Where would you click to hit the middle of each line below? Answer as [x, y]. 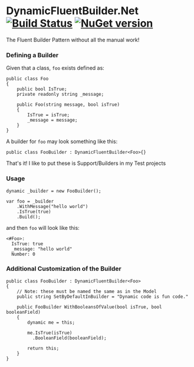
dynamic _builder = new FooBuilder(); [54, 191]
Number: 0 [23, 254]
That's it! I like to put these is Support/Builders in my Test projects [86, 163]
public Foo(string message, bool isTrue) [68, 105]
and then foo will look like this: [43, 228]
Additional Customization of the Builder [64, 269]
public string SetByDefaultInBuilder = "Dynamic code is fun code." [103, 297]
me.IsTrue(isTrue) [50, 333]
